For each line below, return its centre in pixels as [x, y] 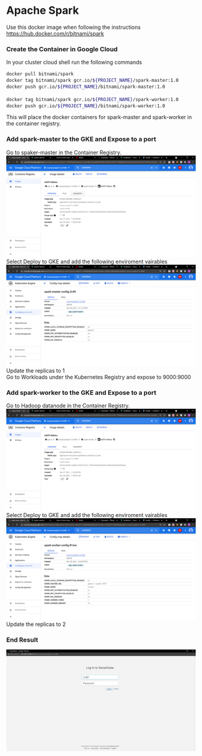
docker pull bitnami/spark [40, 74]
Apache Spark [43, 11]
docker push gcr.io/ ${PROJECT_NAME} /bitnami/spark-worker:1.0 [86, 106]
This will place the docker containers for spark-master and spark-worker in [99, 117]
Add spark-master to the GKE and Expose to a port [81, 139]
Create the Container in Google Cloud [62, 49]
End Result [22, 640]
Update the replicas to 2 [36, 624]
